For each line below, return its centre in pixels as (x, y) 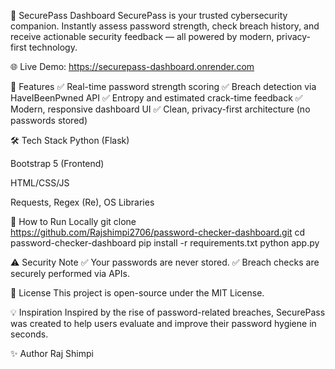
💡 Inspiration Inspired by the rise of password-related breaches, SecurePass (168, 312)
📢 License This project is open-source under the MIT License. (137, 293)
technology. (53, 47)
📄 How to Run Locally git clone (73, 221)
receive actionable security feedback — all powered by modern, (142, 36)
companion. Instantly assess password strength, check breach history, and (165, 26)
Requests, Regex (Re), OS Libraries (82, 202)
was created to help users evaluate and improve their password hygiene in (163, 323)
